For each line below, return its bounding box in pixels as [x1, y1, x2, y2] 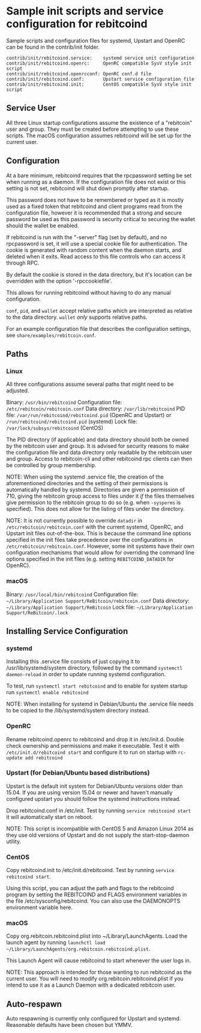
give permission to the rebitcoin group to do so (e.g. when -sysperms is [6, 499, 181, 506]
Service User [6, 103, 56, 113]
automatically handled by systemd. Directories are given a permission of [6, 486, 185, 494]
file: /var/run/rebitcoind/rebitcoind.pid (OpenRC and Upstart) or [6, 412, 172, 419]
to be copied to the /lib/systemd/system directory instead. [6, 707, 150, 714]
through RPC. [6, 259, 40, 266]
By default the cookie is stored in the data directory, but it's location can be [6, 271, 192, 278]
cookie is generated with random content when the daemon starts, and [6, 246, 182, 254]
